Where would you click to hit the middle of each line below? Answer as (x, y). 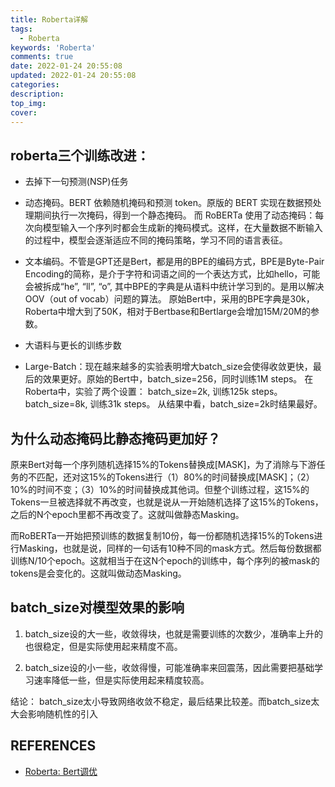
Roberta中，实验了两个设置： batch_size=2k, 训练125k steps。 (153, 392)
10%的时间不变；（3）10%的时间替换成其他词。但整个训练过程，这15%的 (160, 489)
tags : (21, 29)
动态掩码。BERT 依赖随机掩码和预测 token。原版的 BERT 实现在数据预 (168, 203)
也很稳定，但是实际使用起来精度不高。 (103, 646)
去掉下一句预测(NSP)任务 (76, 182)
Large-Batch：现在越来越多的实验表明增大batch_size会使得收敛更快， (168, 367)
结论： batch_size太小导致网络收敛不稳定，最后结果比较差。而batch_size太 (165, 701)
